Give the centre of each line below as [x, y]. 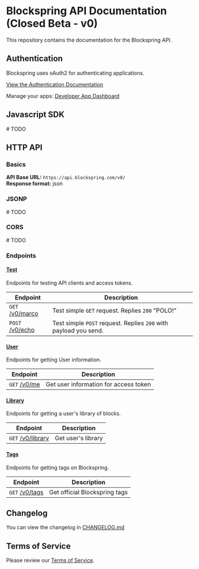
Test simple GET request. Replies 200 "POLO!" [115, 310]
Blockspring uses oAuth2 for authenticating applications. [75, 73]
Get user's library [79, 438]
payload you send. [78, 330]
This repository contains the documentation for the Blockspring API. [89, 40]
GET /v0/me [25, 384]
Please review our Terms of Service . [50, 560]
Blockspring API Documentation [86, 11]
